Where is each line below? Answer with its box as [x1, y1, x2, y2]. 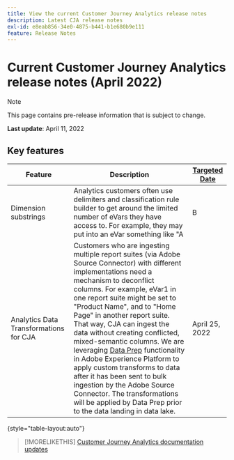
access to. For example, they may [73, 221, 183, 230]
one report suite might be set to [73, 293, 176, 302]
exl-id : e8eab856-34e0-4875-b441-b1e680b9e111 [7, 23, 145, 30]
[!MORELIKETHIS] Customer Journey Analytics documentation [24, 438, 204, 446]
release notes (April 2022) [7, 75, 162, 91]
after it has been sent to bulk [73, 371, 167, 381]
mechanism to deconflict [73, 276, 155, 285]
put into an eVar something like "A [73, 229, 184, 239]
